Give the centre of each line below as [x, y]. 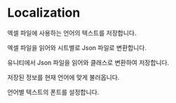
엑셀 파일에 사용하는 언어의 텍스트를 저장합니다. [72, 33]
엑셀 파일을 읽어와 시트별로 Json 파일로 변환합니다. [77, 47]
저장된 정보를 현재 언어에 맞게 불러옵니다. [63, 77]
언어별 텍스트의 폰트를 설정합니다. [53, 92]
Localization [44, 13]
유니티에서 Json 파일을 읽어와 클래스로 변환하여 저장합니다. [88, 62]
